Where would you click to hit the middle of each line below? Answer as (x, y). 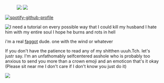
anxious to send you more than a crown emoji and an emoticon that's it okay (82, 61)
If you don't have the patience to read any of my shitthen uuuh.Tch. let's (78, 51)
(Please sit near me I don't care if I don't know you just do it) (66, 66)
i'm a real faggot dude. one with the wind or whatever (59, 41)
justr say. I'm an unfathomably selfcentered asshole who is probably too (78, 56)
